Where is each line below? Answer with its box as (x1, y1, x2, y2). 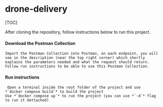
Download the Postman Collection (5, 40, 76, 46)
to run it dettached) (5, 98, 49, 103)
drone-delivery (5, 3, 67, 15)
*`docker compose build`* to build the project (5, 89, 104, 94)
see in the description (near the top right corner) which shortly (5, 55, 145, 61)
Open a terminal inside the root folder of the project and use (7, 85, 141, 90)
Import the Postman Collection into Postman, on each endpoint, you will (5, 51, 159, 56)
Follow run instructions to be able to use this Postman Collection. (5, 64, 150, 69)
